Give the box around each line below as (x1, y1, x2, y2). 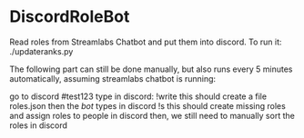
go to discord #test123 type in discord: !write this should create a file (9, 91, 267, 102)
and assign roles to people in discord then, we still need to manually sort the (9, 110, 296, 121)
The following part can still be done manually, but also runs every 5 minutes (9, 64, 293, 74)
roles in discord (9, 120, 68, 131)
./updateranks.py (9, 45, 74, 56)
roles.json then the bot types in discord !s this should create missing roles (9, 100, 287, 111)
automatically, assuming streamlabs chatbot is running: (9, 73, 217, 84)
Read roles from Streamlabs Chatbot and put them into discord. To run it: (9, 36, 282, 47)
